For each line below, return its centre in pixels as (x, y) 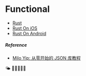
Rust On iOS (25, 28)
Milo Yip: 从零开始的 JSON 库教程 (46, 58)
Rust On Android (29, 33)
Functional (28, 9)
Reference (16, 45)
